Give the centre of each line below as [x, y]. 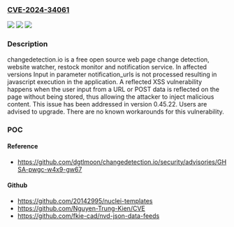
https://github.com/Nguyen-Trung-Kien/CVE [81, 208]
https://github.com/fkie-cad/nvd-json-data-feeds [88, 216]
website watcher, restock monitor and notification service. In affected [107, 67]
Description [28, 44]
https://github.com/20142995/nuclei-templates [85, 200]
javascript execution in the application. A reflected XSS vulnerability [105, 81]
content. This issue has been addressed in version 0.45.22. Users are [107, 104]
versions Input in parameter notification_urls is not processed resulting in [112, 74]
